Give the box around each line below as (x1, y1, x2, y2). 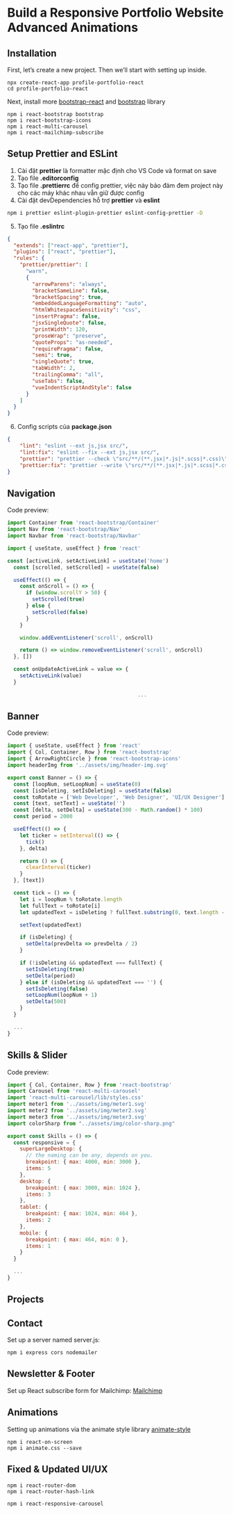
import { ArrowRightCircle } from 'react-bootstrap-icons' (7, 756, 182, 763)
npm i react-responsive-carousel (7, 1500, 104, 1507)
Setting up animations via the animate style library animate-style (7, 1425, 191, 1433)
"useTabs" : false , (32, 377, 85, 384)
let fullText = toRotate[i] (19, 902, 101, 909)
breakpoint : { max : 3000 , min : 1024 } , (25, 1184, 141, 1191)
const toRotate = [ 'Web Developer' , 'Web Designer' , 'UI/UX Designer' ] (13, 794, 225, 801)
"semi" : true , (32, 352, 73, 359)
